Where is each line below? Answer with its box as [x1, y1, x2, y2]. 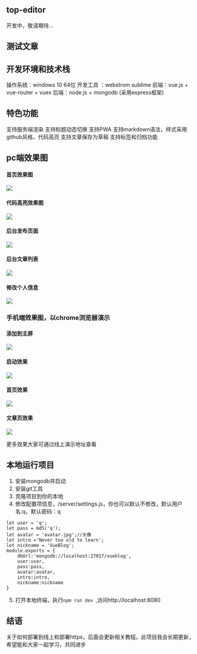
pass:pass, [17, 563, 45, 569]
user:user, [17, 558, 45, 565]
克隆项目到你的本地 [15, 492, 64, 499]
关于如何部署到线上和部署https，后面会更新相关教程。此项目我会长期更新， [6, 633, 195, 641]
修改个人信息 [6, 284, 38, 291]
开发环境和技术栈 [6, 64, 70, 74]
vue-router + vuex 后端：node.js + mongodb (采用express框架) [6, 89, 164, 96]
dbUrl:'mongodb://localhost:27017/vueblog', [17, 553, 132, 559]
